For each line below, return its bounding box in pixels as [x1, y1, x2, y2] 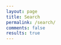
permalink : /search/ [6, 19, 56, 25]
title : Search [6, 14, 41, 20]
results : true [6, 30, 41, 36]
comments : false [6, 25, 45, 31]
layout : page [6, 8, 38, 15]
